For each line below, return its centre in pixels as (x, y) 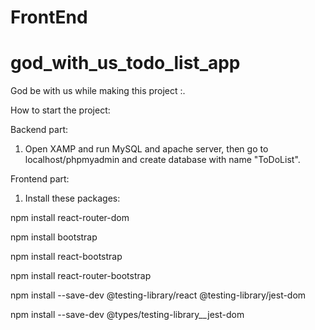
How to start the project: (60, 110)
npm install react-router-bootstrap (81, 276)
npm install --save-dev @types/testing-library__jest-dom (127, 315)
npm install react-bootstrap (66, 257)
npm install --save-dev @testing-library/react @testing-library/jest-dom (158, 295)
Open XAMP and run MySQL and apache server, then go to (146, 149)
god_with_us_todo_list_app (125, 63)
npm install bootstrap (54, 237)
